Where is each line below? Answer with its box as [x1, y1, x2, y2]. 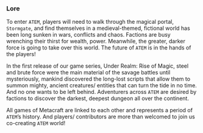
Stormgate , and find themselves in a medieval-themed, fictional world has [6, 24, 190, 32]
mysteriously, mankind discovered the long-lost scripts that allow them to [6, 75, 191, 83]
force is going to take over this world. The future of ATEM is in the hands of [6, 44, 191, 51]
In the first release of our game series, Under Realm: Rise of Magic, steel [6, 62, 189, 70]
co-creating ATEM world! [6, 120, 66, 127]
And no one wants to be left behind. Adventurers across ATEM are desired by [6, 88, 197, 96]
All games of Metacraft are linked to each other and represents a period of [6, 107, 193, 114]
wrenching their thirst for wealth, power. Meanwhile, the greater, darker [6, 38, 186, 45]
